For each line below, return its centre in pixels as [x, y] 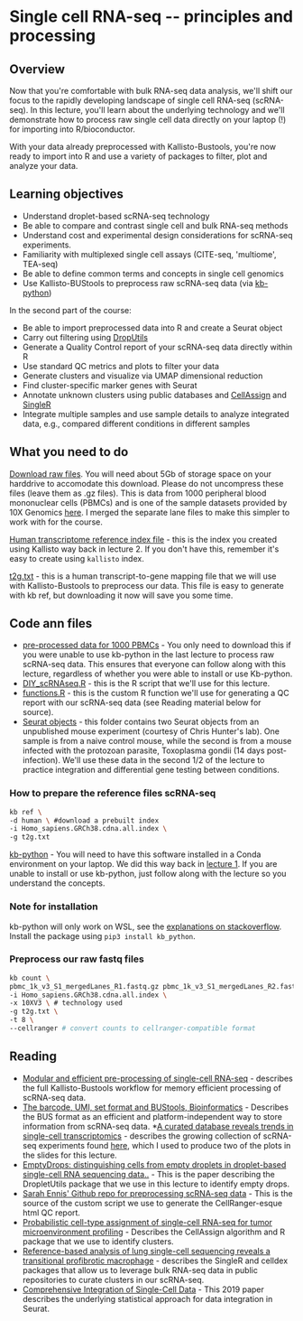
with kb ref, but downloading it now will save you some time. [121, 595]
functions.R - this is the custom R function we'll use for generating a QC [156, 693]
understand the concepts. [57, 883]
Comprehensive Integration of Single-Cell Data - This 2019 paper [143, 1289]
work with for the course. [56, 522]
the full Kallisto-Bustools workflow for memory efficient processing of [151, 1088]
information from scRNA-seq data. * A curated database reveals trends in [158, 1126]
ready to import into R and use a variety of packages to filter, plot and [138, 156]
